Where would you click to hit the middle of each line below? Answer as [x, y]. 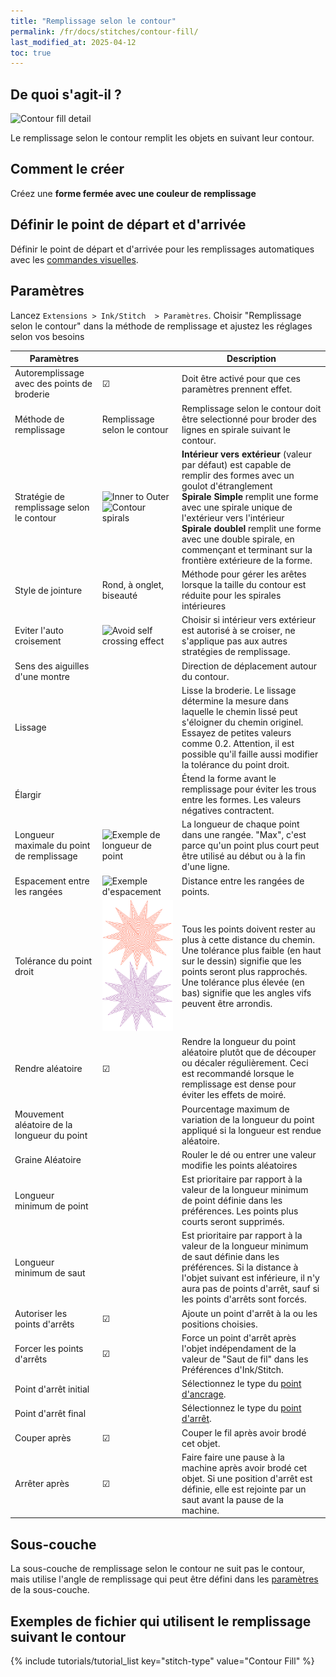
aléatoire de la [43, 1125]
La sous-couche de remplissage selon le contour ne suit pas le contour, [158, 1569]
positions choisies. [219, 1324]
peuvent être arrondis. [227, 1004]
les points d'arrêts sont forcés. [244, 1299]
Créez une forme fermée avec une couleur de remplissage [133, 193]
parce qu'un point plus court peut [250, 846]
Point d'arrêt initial [52, 1389]
